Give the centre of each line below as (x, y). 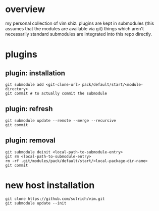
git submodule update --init (36, 203)
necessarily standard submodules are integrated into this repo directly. (79, 34)
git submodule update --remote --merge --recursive (61, 120)
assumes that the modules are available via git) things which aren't (74, 28)
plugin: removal (30, 141)
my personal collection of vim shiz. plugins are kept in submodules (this (80, 23)
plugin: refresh (29, 109)
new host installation (50, 185)
